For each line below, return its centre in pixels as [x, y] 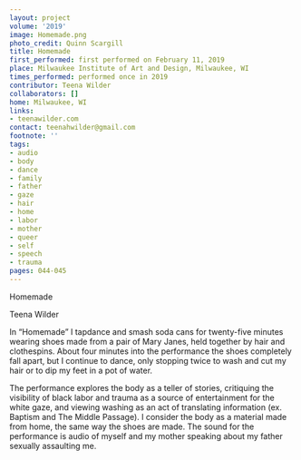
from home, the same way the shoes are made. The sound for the [132, 426]
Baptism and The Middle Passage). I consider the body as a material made [148, 416]
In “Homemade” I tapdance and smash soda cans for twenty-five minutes [146, 331]
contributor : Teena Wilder [60, 85]
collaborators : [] [44, 93]
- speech [26, 254]
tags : [19, 144]
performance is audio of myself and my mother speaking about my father [146, 436]
